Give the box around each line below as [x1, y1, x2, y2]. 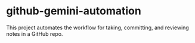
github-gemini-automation [6, 4, 141, 18]
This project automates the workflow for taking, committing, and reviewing [6, 24, 189, 31]
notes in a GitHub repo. [6, 30, 63, 37]
